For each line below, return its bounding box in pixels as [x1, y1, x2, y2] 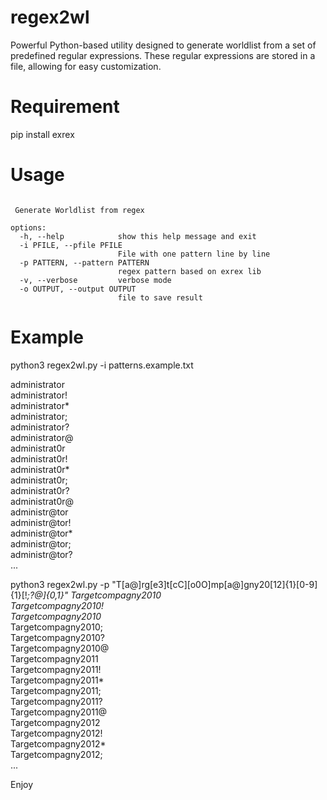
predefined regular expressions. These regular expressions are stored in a [10, 49, 316, 61]
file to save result [117, 292, 203, 303]
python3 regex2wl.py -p [10, 578, 110, 590]
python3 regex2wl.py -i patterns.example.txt [10, 359, 194, 371]
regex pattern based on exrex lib [117, 266, 262, 276]
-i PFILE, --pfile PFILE [19, 240, 123, 250]
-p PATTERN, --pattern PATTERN [19, 257, 150, 268]
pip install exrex [10, 128, 75, 140]
